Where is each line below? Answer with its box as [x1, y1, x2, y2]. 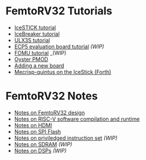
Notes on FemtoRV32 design [14, 109, 85, 116]
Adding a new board [14, 61, 64, 69]
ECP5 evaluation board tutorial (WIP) [14, 43, 105, 50]
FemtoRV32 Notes [5, 90, 98, 103]
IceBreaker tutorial [14, 30, 60, 37]
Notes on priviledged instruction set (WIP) [14, 134, 117, 141]
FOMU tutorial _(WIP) [14, 49, 67, 56]
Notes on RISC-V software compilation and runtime [14, 115, 140, 122]
